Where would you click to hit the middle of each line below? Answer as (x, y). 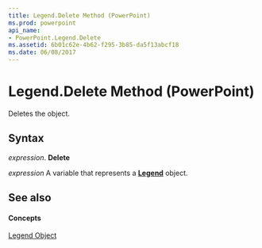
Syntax (26, 138)
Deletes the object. (39, 113)
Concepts (25, 218)
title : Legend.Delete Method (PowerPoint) (79, 15)
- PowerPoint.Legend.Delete (55, 38)
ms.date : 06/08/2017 (42, 52)
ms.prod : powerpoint (42, 23)
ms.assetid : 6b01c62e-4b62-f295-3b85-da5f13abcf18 (94, 45)
